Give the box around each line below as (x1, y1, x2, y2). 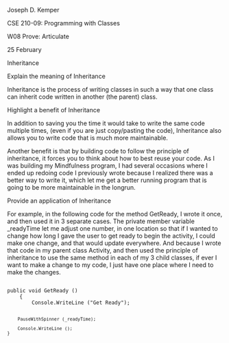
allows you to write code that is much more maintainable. (7, 134, 168, 142)
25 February (7, 46, 42, 53)
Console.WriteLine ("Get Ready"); (32, 299, 130, 306)
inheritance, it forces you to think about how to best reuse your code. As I (7, 154, 215, 162)
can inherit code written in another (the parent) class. (7, 92, 158, 101)
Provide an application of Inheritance (7, 196, 112, 205)
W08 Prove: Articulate (7, 32, 70, 40)
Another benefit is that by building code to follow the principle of (7, 147, 190, 155)
